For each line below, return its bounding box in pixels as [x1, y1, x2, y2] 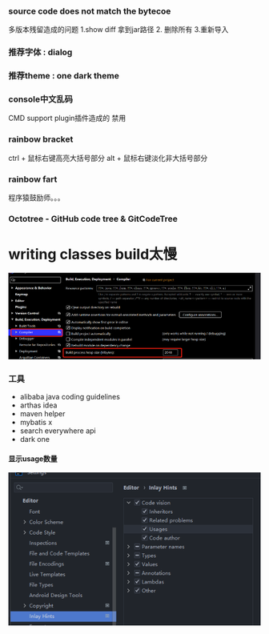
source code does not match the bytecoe [8, 6, 171, 17]
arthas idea [19, 400, 58, 410]
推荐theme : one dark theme [8, 70, 120, 82]
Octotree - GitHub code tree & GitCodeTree [8, 213, 179, 224]
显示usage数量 [8, 454, 58, 463]
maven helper [19, 409, 66, 419]
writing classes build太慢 [8, 246, 178, 263]
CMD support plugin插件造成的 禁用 [8, 114, 126, 123]
